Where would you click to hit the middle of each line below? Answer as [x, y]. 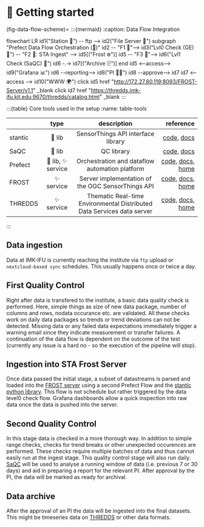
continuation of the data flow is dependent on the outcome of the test [93, 339]
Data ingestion [34, 245]
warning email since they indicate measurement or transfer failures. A [93, 332]
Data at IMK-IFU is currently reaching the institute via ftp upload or [90, 260]
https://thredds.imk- [116, 90]
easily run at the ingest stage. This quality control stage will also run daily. [99, 458]
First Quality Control [46, 286]
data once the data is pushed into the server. [62, 405]
